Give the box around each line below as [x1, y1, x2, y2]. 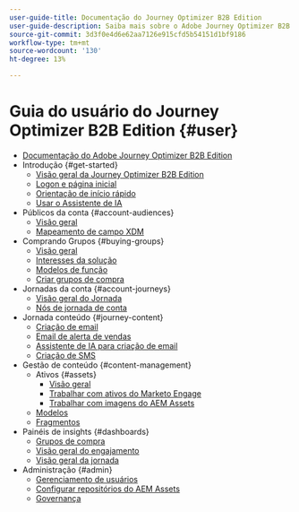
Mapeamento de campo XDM [35, 226, 145, 237]
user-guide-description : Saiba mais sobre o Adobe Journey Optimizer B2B [9, 22, 291, 30]
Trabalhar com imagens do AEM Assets [48, 397, 195, 408]
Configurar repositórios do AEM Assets [35, 483, 181, 494]
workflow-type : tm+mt [9, 38, 90, 48]
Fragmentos [35, 416, 81, 427]
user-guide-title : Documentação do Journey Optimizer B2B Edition [9, 13, 262, 22]
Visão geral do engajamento [35, 445, 141, 456]
